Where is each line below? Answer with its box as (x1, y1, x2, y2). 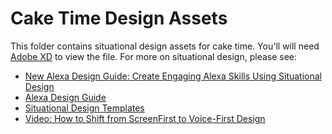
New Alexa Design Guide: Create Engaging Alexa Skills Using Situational (24, 70, 322, 82)
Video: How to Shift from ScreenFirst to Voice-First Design (24, 112, 266, 124)
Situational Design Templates (24, 102, 145, 114)
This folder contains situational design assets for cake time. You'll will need (10, 40, 320, 52)
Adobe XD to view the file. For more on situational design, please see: (10, 50, 298, 62)
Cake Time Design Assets (10, 7, 228, 30)
